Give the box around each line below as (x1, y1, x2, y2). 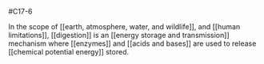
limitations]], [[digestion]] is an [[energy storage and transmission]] (8, 31, 230, 40)
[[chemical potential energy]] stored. (8, 47, 130, 56)
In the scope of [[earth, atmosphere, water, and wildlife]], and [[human (8, 22, 241, 31)
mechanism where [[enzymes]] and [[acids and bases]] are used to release (8, 39, 257, 48)
